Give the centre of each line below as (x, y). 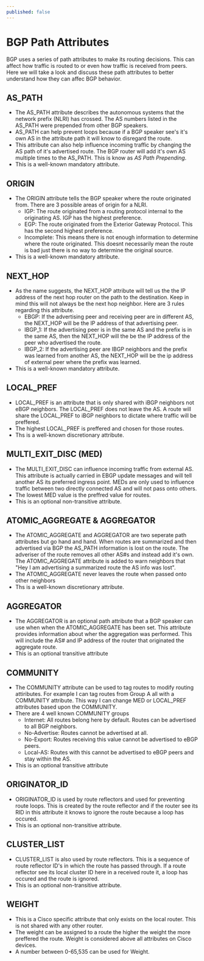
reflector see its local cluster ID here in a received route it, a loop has (101, 872)
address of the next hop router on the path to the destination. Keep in (102, 297)
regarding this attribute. (45, 310)
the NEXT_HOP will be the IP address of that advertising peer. (101, 323)
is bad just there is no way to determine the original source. (99, 250)
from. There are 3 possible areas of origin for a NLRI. (81, 205)
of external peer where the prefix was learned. (83, 362)
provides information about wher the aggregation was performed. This (104, 634)
